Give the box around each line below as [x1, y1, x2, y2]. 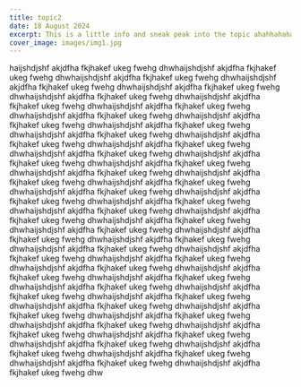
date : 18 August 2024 [9, 21, 90, 30]
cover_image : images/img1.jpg [9, 38, 123, 47]
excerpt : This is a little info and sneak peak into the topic [9, 30, 251, 39]
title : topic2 [9, 13, 63, 22]
